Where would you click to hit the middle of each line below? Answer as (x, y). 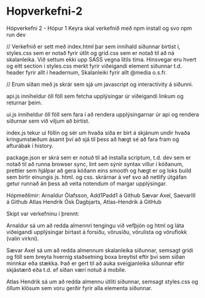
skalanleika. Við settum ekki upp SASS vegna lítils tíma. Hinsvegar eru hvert (102, 59)
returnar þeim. (24, 103)
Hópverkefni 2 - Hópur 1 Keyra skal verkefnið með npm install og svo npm (99, 28)
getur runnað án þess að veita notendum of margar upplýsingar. (87, 183)
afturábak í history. (30, 145)
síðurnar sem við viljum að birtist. (48, 121)
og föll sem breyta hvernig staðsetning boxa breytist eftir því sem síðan (96, 256)
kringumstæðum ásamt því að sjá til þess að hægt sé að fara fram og (93, 139)
